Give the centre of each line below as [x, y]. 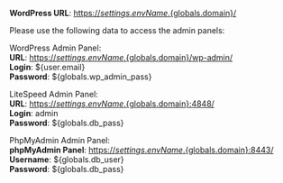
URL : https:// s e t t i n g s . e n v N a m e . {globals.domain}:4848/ [112, 104]
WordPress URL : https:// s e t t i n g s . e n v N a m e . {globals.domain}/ [123, 13]
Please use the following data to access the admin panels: [117, 30]
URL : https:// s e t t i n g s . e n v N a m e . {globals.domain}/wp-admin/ [121, 57]
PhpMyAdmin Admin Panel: [60, 140]
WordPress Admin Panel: [55, 48]
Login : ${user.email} [47, 67]
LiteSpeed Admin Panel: [54, 94]
